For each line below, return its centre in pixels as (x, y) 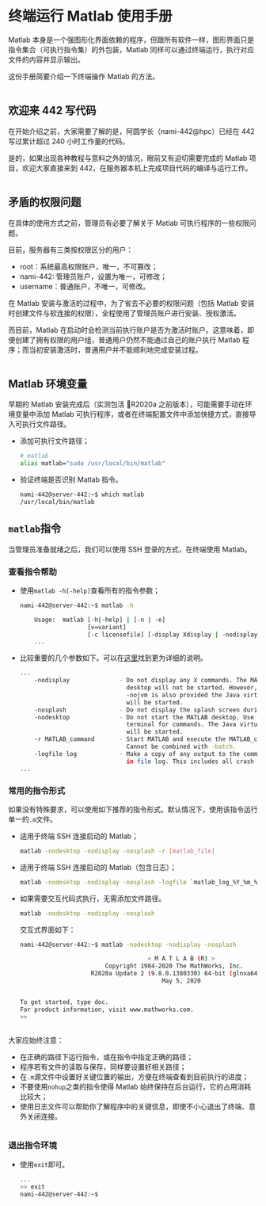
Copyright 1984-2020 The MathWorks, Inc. (174, 966)
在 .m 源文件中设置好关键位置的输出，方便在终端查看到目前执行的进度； (134, 1076)
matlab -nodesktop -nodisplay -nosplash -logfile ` (106, 882)
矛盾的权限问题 (45, 202)
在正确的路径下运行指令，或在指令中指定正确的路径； (106, 1057)
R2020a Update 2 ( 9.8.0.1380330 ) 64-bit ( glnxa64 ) (176, 974)
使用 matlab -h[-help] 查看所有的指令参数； (90, 590)
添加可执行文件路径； (54, 441)
